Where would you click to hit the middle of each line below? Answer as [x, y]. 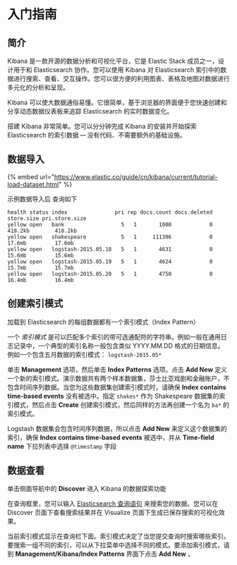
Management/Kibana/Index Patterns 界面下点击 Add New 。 [105, 554]
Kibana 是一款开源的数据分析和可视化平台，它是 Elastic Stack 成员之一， [113, 61]
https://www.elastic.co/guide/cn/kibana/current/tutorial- [136, 176]
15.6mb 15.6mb [41, 255]
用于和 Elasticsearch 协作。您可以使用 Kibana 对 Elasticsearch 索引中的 [117, 70]
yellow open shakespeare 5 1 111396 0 [110, 237]
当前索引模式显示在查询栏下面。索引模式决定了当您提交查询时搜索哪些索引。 [119, 536]
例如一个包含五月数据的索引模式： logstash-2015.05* [85, 354]
